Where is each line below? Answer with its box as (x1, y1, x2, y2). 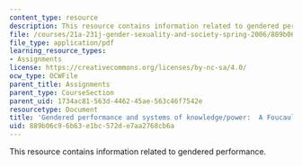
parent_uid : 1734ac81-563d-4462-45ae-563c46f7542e (9, 96, 203, 106)
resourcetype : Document (9, 105, 99, 114)
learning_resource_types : (9, 47, 106, 56)
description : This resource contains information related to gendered (9, 22, 280, 31)
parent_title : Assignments (9, 80, 111, 89)
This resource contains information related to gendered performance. (9, 146, 267, 157)
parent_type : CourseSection (9, 88, 115, 97)
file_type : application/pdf (9, 38, 115, 48)
